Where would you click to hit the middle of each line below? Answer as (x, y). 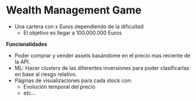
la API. (22, 62)
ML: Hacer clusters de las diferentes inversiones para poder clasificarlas (102, 68)
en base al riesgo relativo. (46, 74)
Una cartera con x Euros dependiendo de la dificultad (79, 26)
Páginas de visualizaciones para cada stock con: (73, 80)
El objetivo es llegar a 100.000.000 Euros (73, 32)
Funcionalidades (27, 44)
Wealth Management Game (74, 10)
